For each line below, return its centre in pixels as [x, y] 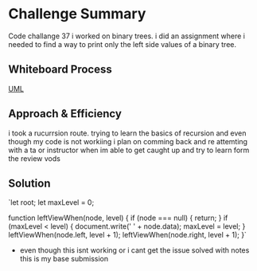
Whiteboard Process [60, 70]
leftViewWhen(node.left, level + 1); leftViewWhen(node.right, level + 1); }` [127, 235]
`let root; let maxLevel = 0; [51, 202]
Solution [29, 183]
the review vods [35, 158]
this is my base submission [64, 259]
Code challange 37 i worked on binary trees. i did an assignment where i [127, 36]
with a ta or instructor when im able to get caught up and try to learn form [129, 150]
